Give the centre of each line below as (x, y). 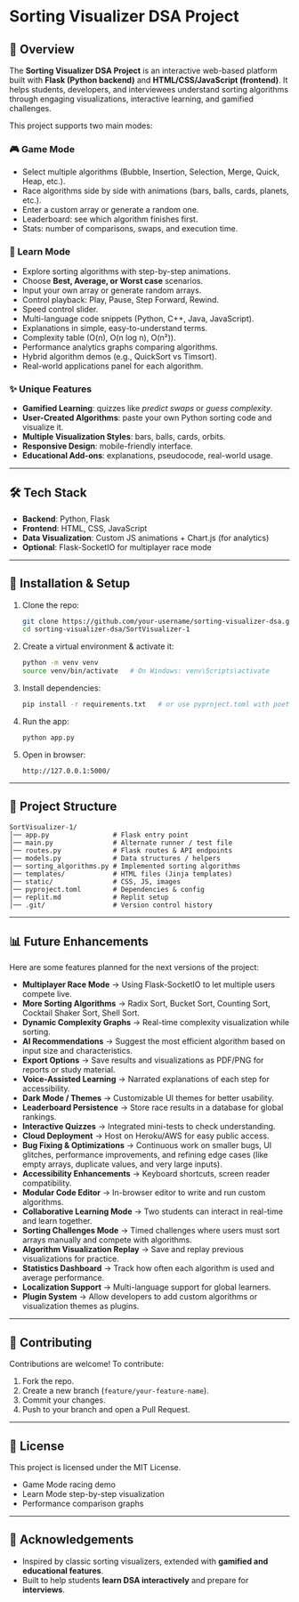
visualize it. (43, 427)
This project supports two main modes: (81, 125)
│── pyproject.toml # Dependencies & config (107, 889)
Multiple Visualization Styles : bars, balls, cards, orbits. (124, 436)
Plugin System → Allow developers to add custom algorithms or (140, 1297)
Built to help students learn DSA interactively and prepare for (135, 1580)
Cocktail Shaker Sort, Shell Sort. (81, 1013)
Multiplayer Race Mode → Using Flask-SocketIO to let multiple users (149, 984)
